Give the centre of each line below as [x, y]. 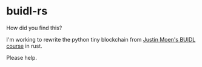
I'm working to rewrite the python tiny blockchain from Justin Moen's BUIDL [101, 39]
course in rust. [24, 46]
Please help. [22, 57]
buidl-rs [27, 11]
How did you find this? [34, 28]
